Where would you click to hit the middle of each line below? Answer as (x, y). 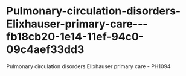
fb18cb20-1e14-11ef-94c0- (75, 37)
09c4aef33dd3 (45, 50)
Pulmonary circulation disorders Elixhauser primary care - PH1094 (88, 66)
